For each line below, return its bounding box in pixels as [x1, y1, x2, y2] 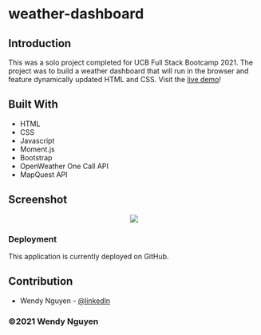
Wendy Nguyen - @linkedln [19, 296, 110, 305]
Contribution [8, 274, 73, 288]
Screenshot [8, 193, 68, 207]
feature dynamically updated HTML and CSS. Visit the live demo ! [8, 75, 222, 84]
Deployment [8, 233, 57, 244]
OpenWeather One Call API [19, 161, 109, 171]
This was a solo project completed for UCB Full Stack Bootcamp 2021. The [8, 57, 254, 67]
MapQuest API [19, 169, 68, 179]
